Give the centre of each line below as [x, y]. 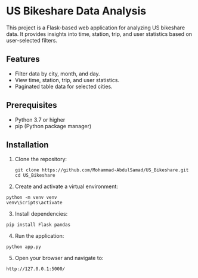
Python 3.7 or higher [40, 120]
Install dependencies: [41, 214]
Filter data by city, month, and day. [57, 74]
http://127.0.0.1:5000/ [36, 269]
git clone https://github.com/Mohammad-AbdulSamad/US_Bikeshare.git [102, 170]
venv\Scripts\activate [34, 203]
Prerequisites [32, 105]
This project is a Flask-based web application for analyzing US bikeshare [96, 28]
